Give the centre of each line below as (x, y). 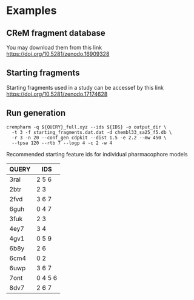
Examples (32, 11)
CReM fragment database (56, 33)
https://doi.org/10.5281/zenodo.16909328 (58, 54)
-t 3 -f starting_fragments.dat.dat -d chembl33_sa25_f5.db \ (92, 132)
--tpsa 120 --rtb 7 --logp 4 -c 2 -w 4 (62, 143)
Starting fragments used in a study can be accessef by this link (85, 87)
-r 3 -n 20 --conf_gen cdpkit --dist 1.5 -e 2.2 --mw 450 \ (89, 138)
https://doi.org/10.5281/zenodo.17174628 (57, 94)
